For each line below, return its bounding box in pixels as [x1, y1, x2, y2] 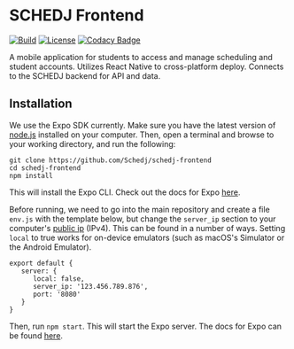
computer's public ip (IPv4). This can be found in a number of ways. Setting [9, 222, 286, 233]
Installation [9, 97, 73, 112]
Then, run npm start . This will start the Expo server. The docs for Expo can [9, 321, 282, 331]
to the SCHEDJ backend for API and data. [9, 70, 161, 81]
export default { [9, 259, 73, 268]
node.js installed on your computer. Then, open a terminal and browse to [9, 129, 275, 140]
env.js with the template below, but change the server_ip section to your [9, 213, 276, 224]
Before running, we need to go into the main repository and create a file [9, 204, 270, 214]
